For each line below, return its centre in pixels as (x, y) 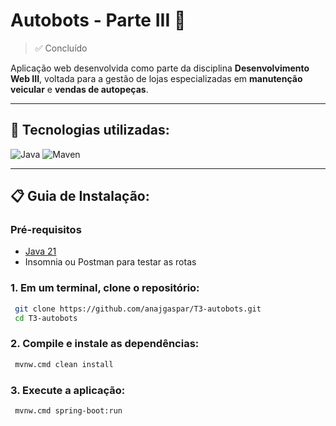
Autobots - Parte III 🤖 (98, 20)
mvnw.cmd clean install (64, 364)
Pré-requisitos (46, 230)
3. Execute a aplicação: (68, 390)
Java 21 (40, 251)
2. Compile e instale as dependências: (105, 344)
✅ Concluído (61, 48)
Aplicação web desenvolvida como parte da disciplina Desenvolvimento (160, 68)
